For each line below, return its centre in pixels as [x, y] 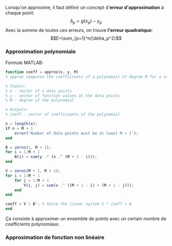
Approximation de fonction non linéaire [55, 237]
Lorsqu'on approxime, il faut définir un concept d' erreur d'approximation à [85, 7]
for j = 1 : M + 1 [32, 180]
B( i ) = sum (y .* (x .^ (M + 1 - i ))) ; [56, 157]
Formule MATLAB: [24, 63]
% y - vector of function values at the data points [63, 96]
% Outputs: [17, 110]
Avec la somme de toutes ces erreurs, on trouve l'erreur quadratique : [79, 30]
